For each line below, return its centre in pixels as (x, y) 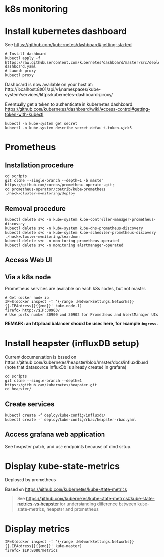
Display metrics (37, 528)
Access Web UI (29, 260)
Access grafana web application (55, 435)
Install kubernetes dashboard (66, 32)
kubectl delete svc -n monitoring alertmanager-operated (64, 245)
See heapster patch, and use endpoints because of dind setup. (68, 446)
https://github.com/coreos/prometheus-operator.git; (60, 185)
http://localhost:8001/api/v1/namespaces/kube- (53, 89)
